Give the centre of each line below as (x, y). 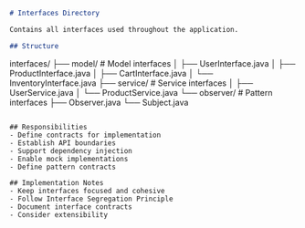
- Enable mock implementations (69, 159)
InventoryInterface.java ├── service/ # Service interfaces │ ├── (131, 83)
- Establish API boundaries (63, 143)
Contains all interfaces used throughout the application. (124, 29)
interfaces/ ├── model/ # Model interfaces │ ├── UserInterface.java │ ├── (152, 63)
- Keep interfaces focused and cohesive (88, 191)
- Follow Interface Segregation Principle (91, 199)
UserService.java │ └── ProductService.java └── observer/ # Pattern (141, 92)
